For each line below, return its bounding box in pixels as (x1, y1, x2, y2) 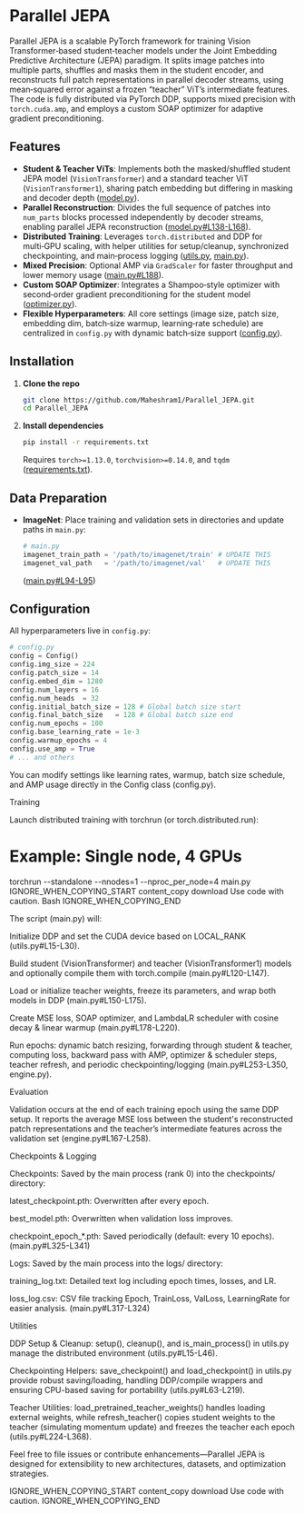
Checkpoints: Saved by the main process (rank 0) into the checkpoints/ (9, 1168, 276, 1179)
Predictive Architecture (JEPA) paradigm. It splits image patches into (9, 55, 265, 65)
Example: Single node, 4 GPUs (9, 846, 242, 866)
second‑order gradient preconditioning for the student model (22, 288, 251, 300)
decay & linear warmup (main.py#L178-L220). (9, 1021, 181, 1032)
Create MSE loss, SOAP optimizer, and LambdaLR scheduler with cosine (9, 1012, 279, 1023)
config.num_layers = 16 (9, 685, 100, 694)
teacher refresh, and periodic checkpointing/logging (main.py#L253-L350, (9, 1059, 289, 1070)
